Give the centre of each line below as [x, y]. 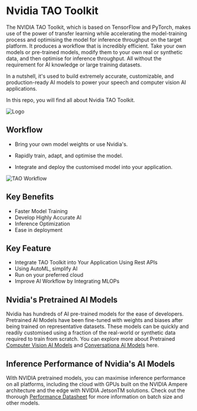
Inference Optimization [42, 223]
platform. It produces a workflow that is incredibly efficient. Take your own [96, 46]
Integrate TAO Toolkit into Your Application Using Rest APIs [86, 263]
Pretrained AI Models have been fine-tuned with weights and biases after [95, 320]
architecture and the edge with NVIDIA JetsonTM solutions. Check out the [96, 390]
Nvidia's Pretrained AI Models [62, 299]
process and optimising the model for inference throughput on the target [94, 39]
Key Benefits [30, 197]
